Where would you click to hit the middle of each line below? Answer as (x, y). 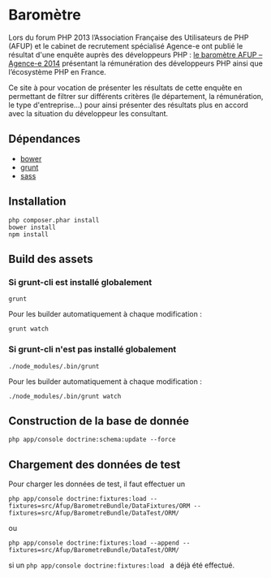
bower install (32, 227)
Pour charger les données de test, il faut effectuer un (97, 484)
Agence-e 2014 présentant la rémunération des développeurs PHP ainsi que (136, 63)
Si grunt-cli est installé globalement (80, 282)
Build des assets (51, 259)
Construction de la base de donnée (99, 421)
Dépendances (45, 139)
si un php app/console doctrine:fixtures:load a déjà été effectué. (122, 565)
